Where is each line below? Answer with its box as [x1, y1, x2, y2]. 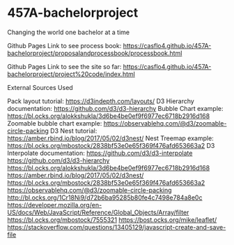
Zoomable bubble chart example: [7, 119, 102, 127]
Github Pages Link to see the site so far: [7, 62, 122, 70]
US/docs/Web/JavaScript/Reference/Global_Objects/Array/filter [7, 208, 189, 216]
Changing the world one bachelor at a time [7, 28, 130, 36]
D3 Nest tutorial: [49, 126, 97, 135]
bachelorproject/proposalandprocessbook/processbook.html [7, 49, 182, 57]
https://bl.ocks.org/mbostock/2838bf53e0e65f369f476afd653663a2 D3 [7, 141, 215, 149]
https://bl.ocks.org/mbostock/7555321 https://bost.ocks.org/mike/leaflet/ [7, 215, 217, 224]
